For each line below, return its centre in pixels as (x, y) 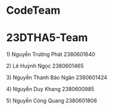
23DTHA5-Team (47, 38)
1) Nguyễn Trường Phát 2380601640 (51, 54)
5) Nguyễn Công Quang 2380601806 (51, 101)
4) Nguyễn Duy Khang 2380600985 (50, 89)
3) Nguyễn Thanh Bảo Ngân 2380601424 (57, 78)
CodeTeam (33, 10)
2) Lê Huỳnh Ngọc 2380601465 (45, 66)
